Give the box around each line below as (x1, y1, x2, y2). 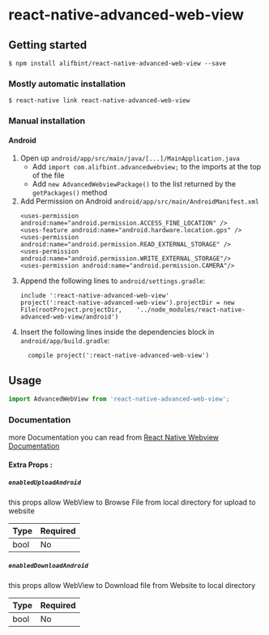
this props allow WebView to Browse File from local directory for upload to (8, 497, 256, 507)
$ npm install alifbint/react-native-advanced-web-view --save (8, 59, 227, 67)
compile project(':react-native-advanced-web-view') (28, 351, 210, 360)
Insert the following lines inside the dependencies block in (19, 327, 215, 337)
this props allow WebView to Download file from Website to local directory (8, 580, 256, 590)
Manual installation (8, 115, 86, 127)
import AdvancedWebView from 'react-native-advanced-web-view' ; (8, 395, 230, 403)
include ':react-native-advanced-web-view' (19, 292, 170, 300)
